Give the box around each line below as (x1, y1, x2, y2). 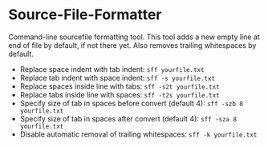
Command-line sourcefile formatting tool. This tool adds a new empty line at (8, 32, 261, 42)
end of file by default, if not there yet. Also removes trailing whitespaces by (8, 40, 257, 50)
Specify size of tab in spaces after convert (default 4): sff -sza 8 (19, 113, 238, 123)
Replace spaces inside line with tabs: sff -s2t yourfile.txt (19, 81, 220, 91)
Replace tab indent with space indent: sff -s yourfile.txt (19, 73, 215, 82)
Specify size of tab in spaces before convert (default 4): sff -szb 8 (19, 98, 243, 108)
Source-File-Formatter (8, 6, 162, 24)
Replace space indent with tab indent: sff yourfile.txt (19, 64, 205, 73)
